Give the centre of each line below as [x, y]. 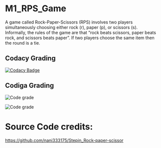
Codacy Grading [30, 59]
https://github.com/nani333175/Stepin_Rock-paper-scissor [64, 140]
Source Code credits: [49, 127]
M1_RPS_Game [36, 9]
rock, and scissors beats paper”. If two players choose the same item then [80, 38]
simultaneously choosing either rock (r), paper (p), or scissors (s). [71, 27]
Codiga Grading [30, 86]
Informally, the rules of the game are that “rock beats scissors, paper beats [81, 32]
